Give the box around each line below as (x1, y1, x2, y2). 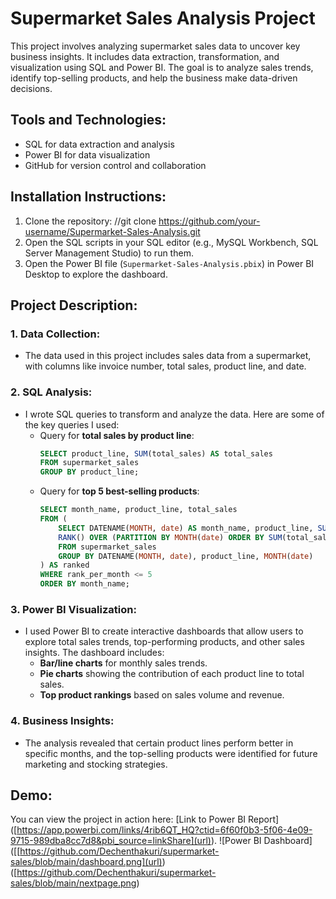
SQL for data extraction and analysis (24, 138, 175, 150)
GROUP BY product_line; (39, 467, 140, 477)
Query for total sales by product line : (39, 429, 195, 441)
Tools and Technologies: (10, 112, 167, 129)
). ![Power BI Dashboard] (210, 835, 313, 847)
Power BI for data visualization (24, 148, 151, 161)
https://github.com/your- (158, 215, 261, 227)
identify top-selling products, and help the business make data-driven (10, 72, 298, 84)
